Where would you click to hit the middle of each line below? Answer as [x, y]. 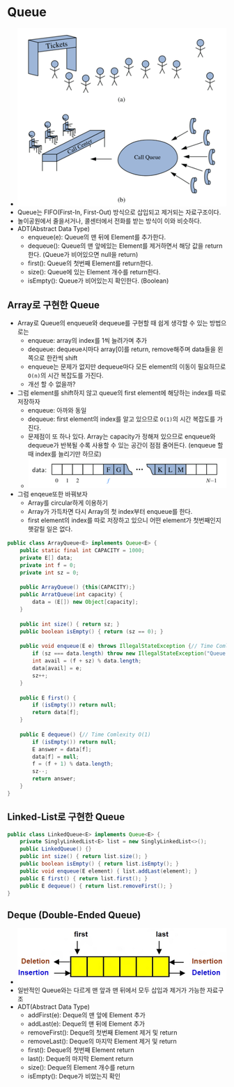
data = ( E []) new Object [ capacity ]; [85, 602]
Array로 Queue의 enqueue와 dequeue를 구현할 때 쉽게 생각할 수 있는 [112, 323]
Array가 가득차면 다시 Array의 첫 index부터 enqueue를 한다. [110, 512]
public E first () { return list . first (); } [84, 878]
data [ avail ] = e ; [57, 668]
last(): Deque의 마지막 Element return [80, 1058]
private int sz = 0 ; [49, 572]
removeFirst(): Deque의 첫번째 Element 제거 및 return [102, 1032]
